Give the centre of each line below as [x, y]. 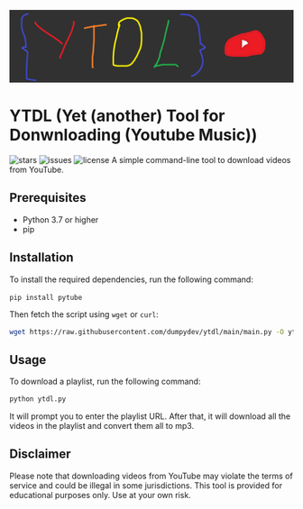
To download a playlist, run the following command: [105, 382]
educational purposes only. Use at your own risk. [100, 495]
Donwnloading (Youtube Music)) [133, 135]
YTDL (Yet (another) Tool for [117, 116]
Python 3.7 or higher [60, 219]
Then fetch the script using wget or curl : [84, 314]
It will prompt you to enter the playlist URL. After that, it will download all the [150, 416]
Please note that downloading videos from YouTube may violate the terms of [151, 476]
